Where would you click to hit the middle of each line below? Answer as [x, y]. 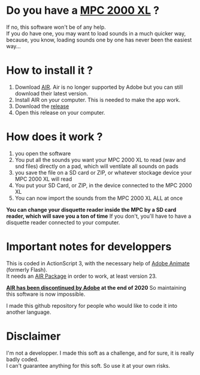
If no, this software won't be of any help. [56, 27]
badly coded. [22, 359]
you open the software [43, 153]
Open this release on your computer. [60, 112]
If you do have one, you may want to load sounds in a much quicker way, [96, 33]
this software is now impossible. [46, 294]
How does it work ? [54, 137]
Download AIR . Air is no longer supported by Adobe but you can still [99, 87]
